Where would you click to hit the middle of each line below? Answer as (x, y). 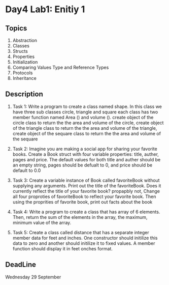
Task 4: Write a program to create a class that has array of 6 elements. (86, 212)
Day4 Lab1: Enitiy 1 (45, 9)
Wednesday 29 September (33, 277)
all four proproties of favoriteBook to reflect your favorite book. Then (84, 196)
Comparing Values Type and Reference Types (61, 67)
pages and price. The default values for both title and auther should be (87, 159)
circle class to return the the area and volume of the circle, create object (88, 123)
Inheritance (25, 78)
